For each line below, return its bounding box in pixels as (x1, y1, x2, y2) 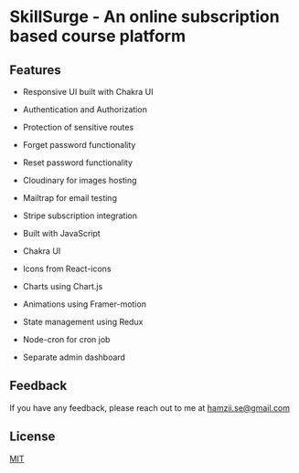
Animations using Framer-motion (22, 299, 146, 310)
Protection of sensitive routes (22, 121, 134, 132)
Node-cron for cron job (22, 334, 111, 344)
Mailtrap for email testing (22, 193, 117, 203)
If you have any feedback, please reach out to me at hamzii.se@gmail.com (9, 402, 291, 413)
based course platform (9, 26, 187, 47)
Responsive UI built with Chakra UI (22, 87, 154, 97)
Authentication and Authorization (22, 104, 148, 115)
